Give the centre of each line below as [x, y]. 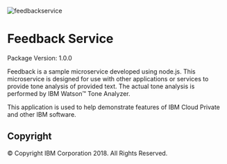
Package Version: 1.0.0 [40, 58]
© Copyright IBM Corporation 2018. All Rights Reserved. [87, 153]
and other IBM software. [42, 114]
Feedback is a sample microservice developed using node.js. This [101, 71]
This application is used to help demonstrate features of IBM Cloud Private [114, 107]
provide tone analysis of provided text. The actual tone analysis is [101, 86]
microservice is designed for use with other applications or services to [108, 79]
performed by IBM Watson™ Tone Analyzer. [69, 93]
